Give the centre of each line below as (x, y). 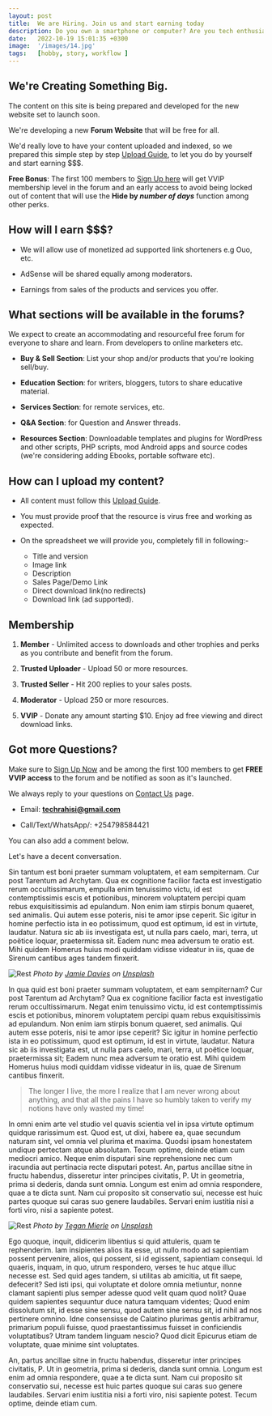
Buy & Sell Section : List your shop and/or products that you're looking (137, 359)
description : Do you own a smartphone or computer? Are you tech (121, 31)
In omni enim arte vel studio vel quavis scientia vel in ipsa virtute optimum (131, 1124)
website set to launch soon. (54, 114)
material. (35, 391)
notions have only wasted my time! (86, 1108)
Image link (49, 565)
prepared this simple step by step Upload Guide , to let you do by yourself (130, 154)
